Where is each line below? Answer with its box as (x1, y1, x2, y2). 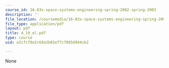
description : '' (5, 12, 39, 17)
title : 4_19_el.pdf (5, 30, 46, 35)
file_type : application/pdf (5, 21, 64, 26)
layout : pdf (5, 26, 30, 31)
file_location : (5, 16, 37, 21)
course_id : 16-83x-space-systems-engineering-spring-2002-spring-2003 (5, 7, 156, 12)
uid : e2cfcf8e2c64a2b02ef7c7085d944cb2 (5, 40, 89, 45)
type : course (5, 35, 33, 40)
